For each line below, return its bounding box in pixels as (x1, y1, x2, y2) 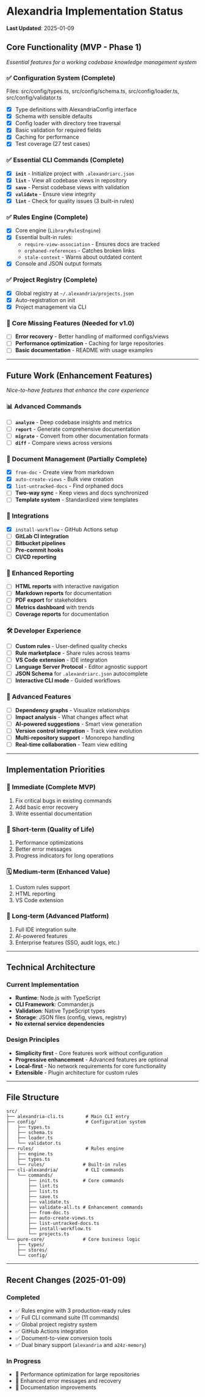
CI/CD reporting (15, 554, 57, 560)
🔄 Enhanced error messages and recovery (15, 1377, 122, 1385)
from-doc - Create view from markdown (15, 469, 115, 476)
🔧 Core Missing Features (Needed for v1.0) (6, 319, 135, 327)
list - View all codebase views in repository (15, 176, 127, 184)
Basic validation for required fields (15, 126, 102, 134)
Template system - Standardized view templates (15, 496, 138, 504)
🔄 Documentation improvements (15, 1384, 96, 1391)
